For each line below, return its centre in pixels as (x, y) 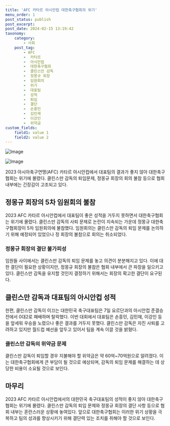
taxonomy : (16, 33)
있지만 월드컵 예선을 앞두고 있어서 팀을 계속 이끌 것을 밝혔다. (78, 330)
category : (25, 39)
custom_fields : (21, 128)
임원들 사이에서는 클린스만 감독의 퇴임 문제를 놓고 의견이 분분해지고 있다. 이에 (82, 261)
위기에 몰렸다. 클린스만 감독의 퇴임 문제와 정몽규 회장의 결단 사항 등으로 (89, 406)
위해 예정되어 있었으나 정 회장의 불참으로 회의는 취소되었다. (69, 234)
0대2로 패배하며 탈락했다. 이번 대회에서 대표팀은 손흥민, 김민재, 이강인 (88, 317)
